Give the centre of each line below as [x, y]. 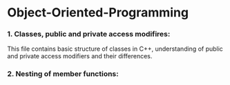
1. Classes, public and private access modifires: [89, 34]
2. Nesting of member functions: [63, 74]
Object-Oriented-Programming [98, 13]
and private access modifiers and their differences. [80, 56]
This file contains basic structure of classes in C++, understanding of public [115, 49]
